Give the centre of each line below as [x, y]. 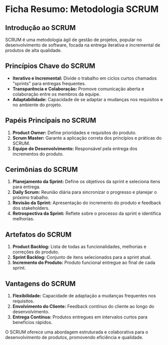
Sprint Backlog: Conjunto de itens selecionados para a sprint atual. [82, 257]
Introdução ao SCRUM [41, 28]
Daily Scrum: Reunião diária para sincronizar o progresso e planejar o [85, 192]
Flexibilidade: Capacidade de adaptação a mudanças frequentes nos [84, 296]
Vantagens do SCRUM [41, 284]
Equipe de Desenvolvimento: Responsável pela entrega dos [75, 148]
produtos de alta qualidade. [34, 50]
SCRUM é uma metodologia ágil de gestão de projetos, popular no [73, 40]
